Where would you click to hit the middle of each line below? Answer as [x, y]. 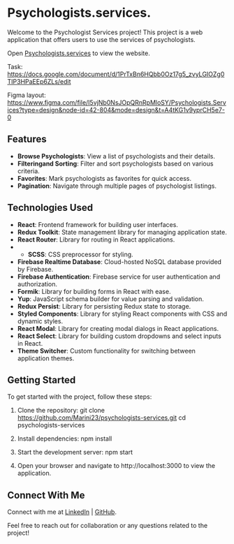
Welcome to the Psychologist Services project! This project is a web [105, 32]
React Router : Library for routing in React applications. [96, 240]
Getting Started [42, 380]
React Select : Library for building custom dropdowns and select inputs [119, 336]
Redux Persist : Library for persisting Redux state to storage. [104, 306]
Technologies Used [50, 208]
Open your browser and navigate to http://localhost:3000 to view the [116, 466]
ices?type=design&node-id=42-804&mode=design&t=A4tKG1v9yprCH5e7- [116, 110]
